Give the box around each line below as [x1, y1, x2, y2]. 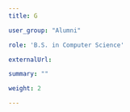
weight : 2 [8, 85, 42, 93]
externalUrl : [8, 56, 52, 64]
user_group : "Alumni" [8, 26, 82, 35]
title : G [8, 11, 38, 20]
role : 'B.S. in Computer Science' [8, 41, 125, 49]
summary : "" [8, 70, 48, 78]
